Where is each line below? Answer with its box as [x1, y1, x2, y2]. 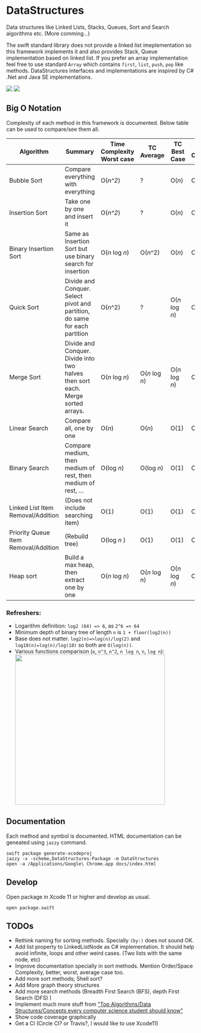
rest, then [65, 471, 92, 479]
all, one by [65, 424, 94, 432]
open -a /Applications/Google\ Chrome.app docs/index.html [6, 861, 157, 867]
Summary [65, 147, 95, 156]
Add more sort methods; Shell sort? [14, 975, 103, 983]
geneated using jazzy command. [6, 838, 87, 846]
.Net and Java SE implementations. [6, 73, 93, 80]
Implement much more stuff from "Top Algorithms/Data [14, 1001, 151, 1008]
